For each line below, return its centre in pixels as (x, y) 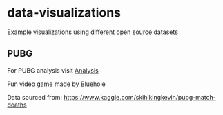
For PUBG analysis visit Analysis (53, 70)
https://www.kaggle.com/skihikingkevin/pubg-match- (140, 97)
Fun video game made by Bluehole (56, 84)
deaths (17, 105)
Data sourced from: (35, 97)
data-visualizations (64, 13)
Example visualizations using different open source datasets (93, 32)
